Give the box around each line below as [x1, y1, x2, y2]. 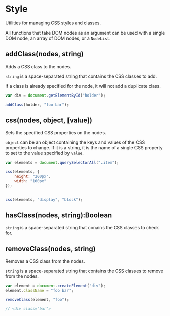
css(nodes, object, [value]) [5, 116, 93, 124]
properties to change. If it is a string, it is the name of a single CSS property [5, 145, 163, 151]
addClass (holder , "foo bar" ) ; [5, 102, 70, 107]
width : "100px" [14, 178, 47, 183]
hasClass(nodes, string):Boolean [5, 211, 112, 219]
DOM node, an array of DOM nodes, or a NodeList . [5, 35, 111, 41]
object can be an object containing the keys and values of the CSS [5, 139, 145, 145]
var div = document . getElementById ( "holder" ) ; [5, 92, 106, 98]
